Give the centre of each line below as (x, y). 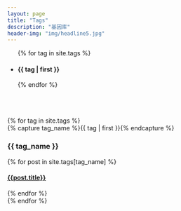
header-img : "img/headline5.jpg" (56, 33)
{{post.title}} (27, 178)
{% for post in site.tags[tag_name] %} (62, 161)
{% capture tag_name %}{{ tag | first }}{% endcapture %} (91, 128)
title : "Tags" (28, 20)
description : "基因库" (39, 27)
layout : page (26, 14)
